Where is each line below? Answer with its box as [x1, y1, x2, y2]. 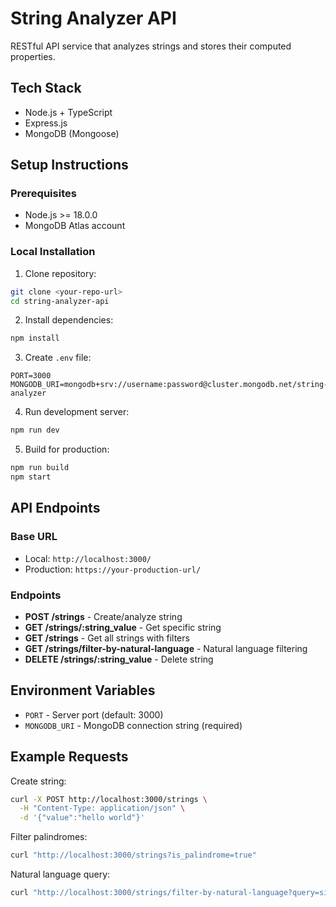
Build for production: [24, 443, 110, 456]
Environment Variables [10, 682, 156, 699]
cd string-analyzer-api [10, 296, 110, 306]
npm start [10, 472, 52, 482]
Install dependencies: [24, 314, 114, 326]
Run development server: [24, 406, 130, 418]
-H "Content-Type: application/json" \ [19, 803, 186, 814]
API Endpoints [10, 500, 101, 517]
